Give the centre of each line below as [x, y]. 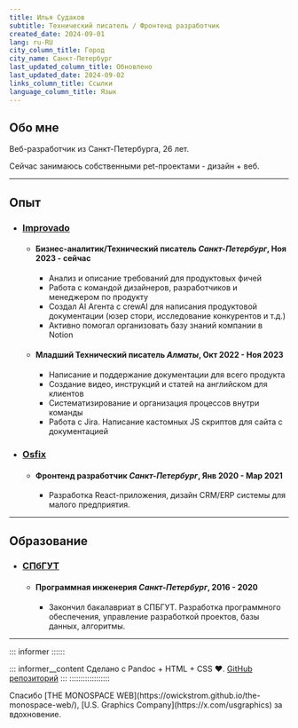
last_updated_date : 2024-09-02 [67, 75]
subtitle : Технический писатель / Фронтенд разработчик [114, 26]
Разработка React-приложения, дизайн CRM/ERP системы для [167, 495]
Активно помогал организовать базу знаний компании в [156, 325]
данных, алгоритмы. [87, 626]
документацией [78, 431]
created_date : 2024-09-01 [57, 34]
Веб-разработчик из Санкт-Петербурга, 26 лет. [99, 149]
